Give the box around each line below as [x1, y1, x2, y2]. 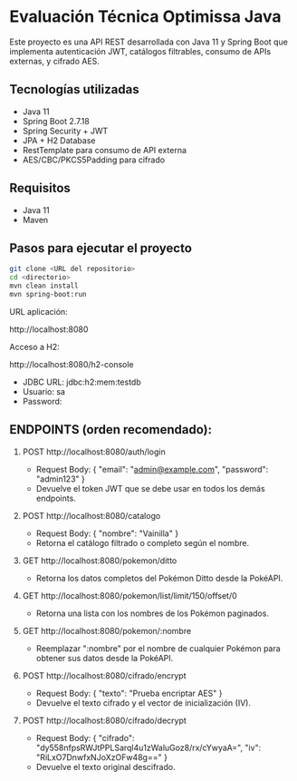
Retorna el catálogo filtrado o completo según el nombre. [35, 537, 250, 548]
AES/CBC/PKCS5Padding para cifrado [22, 154, 166, 165]
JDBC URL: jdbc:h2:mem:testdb [22, 376, 142, 387]
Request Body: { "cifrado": [35, 732, 135, 743]
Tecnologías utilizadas [9, 82, 139, 97]
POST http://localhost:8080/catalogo [22, 510, 161, 521]
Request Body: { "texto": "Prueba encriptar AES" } [35, 688, 223, 698]
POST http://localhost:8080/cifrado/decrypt [22, 715, 187, 726]
